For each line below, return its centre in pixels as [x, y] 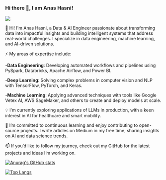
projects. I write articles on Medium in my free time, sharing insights [90, 131]
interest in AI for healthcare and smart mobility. [53, 116]
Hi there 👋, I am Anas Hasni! [39, 8]
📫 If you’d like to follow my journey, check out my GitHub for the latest [78, 146]
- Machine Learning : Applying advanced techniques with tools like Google [81, 95]
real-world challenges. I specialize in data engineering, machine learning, [80, 39]
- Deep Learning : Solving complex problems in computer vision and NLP [79, 80]
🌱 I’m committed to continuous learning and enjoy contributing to [72, 125]
